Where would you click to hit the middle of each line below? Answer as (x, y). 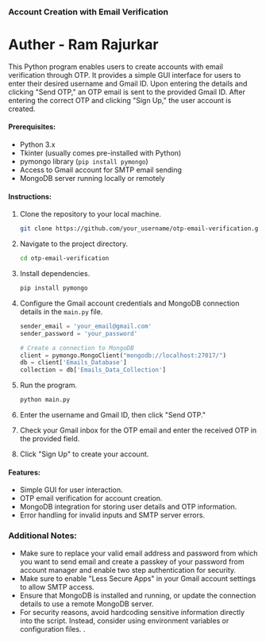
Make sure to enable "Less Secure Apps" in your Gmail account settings (138, 579)
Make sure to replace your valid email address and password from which (139, 553)
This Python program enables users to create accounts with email (116, 67)
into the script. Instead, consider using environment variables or (124, 621)
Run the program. (48, 385)
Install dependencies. (55, 274)
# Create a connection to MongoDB (77, 348)
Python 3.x (37, 144)
